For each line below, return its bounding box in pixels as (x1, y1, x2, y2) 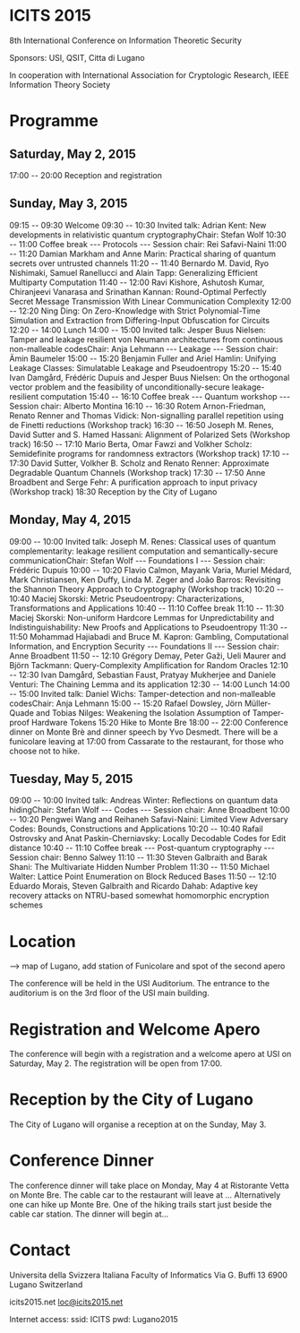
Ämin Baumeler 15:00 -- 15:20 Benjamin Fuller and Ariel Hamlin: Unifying (9, 353, 277, 364)
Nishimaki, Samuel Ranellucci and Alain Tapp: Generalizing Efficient (9, 267, 258, 278)
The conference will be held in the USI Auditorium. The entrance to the (9, 978, 270, 989)
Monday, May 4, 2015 (9, 512, 132, 528)
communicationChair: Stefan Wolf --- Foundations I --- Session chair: (9, 555, 266, 565)
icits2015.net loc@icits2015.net (9, 1296, 124, 1308)
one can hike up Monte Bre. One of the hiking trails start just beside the (9, 1200, 272, 1210)
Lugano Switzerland (9, 1279, 83, 1290)
